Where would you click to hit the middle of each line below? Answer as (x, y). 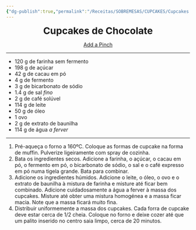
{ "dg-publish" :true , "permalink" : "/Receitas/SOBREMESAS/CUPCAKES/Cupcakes (98, 11)
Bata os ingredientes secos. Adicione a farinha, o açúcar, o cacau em (98, 159)
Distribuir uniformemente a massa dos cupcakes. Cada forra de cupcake (102, 208)
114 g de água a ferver (41, 130)
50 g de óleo (30, 111)
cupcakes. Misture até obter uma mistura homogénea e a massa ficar (98, 196)
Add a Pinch (98, 44)
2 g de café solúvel (37, 98)
